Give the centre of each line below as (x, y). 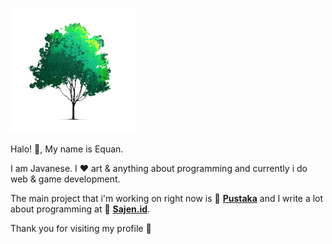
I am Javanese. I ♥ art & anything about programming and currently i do (159, 168)
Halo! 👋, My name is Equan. (67, 149)
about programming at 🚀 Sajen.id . (80, 209)
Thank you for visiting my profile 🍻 (81, 228)
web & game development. (65, 179)
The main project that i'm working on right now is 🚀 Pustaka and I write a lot (167, 198)
